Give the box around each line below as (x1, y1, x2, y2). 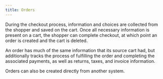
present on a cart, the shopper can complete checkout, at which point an (5, 32, 157, 38)
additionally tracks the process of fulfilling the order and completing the (5, 53, 155, 59)
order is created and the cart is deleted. (5, 37, 88, 44)
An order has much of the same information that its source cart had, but (5, 47, 155, 53)
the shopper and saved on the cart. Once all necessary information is (5, 26, 150, 33)
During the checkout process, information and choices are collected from (5, 21, 158, 27)
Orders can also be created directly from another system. (5, 68, 125, 74)
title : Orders (5, 7, 35, 13)
